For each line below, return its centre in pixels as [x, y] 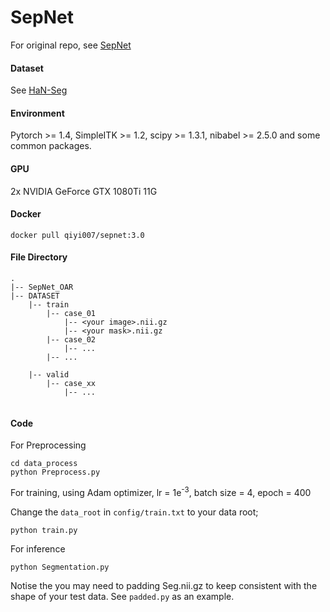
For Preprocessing [48, 445]
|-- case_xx [71, 383]
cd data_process [44, 464]
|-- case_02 [71, 339]
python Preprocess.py [55, 472]
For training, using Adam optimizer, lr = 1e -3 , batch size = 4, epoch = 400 [161, 491]
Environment [37, 113]
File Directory [39, 257]
